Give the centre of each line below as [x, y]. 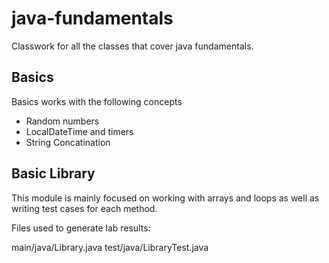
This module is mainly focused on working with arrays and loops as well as [165, 198]
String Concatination [68, 142]
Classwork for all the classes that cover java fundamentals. [132, 46]
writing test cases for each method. [84, 208]
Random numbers [62, 121]
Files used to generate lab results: [81, 228]
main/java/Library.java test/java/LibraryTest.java [110, 247]
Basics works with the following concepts [97, 101]
